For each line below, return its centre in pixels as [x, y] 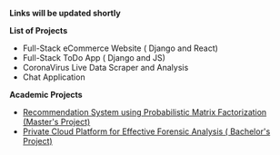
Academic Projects [46, 95]
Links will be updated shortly [65, 13]
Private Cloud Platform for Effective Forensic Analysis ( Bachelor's [146, 131]
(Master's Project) [56, 122]
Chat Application [54, 77]
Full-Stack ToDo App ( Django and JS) [94, 58]
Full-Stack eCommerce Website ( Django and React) [120, 48]
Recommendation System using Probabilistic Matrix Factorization [145, 112]
